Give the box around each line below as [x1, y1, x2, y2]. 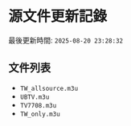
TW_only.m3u [19, 110, 60, 118]
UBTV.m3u [19, 93, 50, 101]
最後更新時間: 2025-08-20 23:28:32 [8, 35, 124, 45]
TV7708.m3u [19, 101, 57, 109]
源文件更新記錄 [8, 7, 108, 26]
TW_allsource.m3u [19, 84, 79, 92]
